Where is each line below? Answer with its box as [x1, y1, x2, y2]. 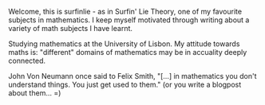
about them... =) [8, 88, 61, 98]
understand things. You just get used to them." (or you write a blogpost [8, 80, 242, 89]
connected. [8, 56, 46, 65]
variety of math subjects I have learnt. [8, 24, 133, 33]
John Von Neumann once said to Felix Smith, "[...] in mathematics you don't [8, 72, 257, 80]
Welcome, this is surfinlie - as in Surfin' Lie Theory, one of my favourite [8, 7, 242, 16]
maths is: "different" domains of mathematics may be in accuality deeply [8, 48, 247, 56]
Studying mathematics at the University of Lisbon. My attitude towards [8, 39, 240, 49]
